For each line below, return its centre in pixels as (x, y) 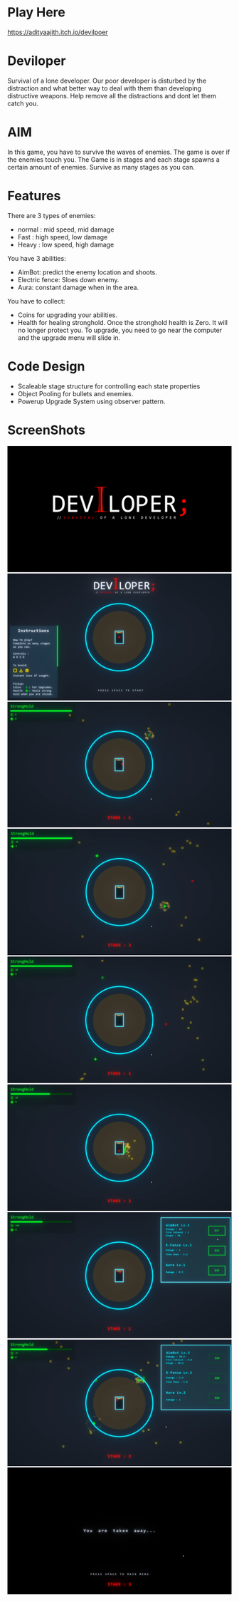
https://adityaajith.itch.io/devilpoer (58, 32)
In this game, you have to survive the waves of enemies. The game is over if (119, 152)
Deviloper (37, 61)
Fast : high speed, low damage (63, 237)
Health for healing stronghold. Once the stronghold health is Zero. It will (122, 322)
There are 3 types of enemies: (52, 215)
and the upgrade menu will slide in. (69, 337)
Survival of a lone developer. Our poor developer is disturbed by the (107, 81)
